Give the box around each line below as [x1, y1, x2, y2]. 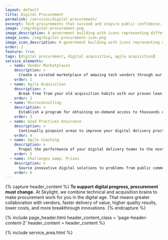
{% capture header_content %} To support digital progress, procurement [5, 183, 158, 190]
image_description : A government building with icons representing [5, 30, 149, 35]
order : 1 [14, 77, 32, 82]
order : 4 [14, 133, 32, 138]
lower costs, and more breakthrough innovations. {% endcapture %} [5, 205, 146, 211]
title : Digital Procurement [5, 12, 64, 17]
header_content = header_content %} [27, 220, 105, 226]
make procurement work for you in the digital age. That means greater [5, 194, 150, 200]
